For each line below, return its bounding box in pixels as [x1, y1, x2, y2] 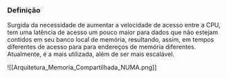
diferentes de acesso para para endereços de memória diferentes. [7, 43, 197, 51]
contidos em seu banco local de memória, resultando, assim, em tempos [7, 36, 215, 44]
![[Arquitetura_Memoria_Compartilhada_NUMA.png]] [7, 64, 157, 72]
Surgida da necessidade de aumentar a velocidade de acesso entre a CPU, [7, 21, 221, 29]
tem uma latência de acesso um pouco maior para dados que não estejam [7, 28, 218, 36]
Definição [7, 5, 41, 15]
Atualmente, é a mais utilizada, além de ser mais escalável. [7, 50, 175, 58]
